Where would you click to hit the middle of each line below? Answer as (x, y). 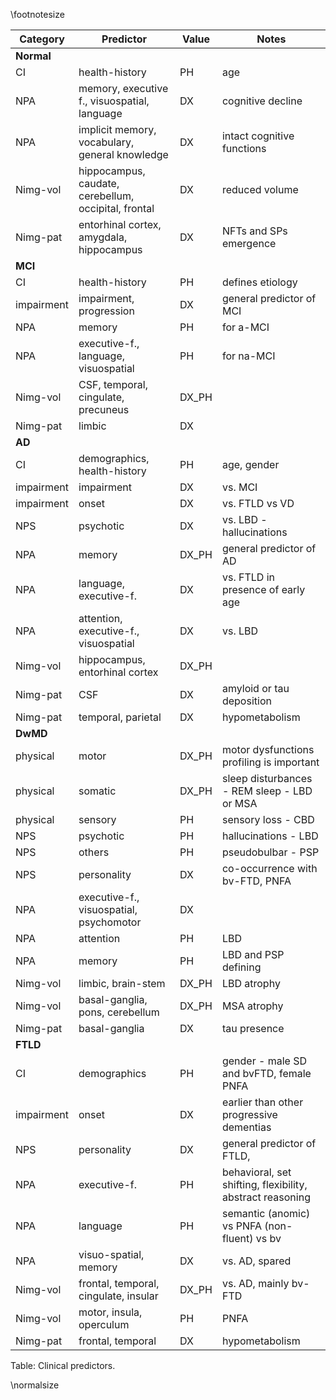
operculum (104, 1324)
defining (241, 967)
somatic (97, 791)
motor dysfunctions (268, 749)
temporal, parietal (120, 717)
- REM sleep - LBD (267, 791)
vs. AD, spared (256, 1261)
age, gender (250, 464)
